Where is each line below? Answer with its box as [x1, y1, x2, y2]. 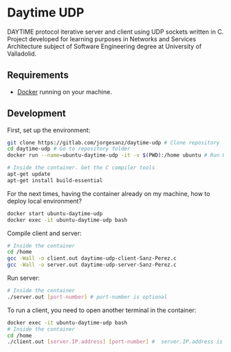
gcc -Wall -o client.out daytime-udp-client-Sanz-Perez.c [7, 255, 177, 262]
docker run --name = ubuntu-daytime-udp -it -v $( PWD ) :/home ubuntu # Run [7, 152, 220, 159]
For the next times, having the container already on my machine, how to [7, 189, 210, 197]
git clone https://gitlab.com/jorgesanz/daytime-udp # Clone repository [7, 139, 220, 146]
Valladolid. [7, 49, 36, 58]
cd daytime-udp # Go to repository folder [7, 146, 131, 153]
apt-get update [7, 170, 51, 178]
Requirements [7, 69, 69, 81]
